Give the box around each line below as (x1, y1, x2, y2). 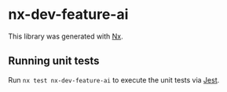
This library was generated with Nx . (8, 31, 123, 41)
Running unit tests (8, 54, 100, 68)
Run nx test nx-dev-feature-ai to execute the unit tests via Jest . (8, 75, 220, 84)
